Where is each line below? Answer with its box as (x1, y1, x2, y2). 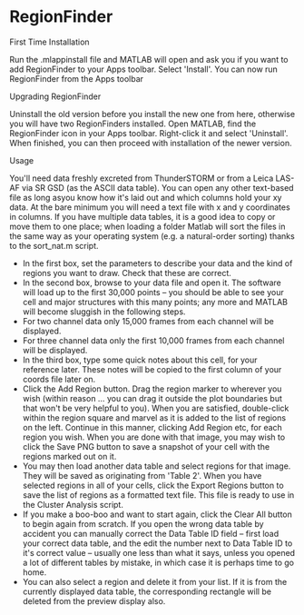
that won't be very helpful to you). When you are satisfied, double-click (22, 402, 289, 413)
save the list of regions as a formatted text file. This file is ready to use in (22, 489, 295, 501)
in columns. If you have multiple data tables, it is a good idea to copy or (9, 211, 276, 222)
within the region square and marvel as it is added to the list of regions (22, 412, 287, 423)
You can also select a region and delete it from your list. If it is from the (22, 576, 288, 587)
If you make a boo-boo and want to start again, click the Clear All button (22, 509, 293, 520)
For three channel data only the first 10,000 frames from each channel (22, 334, 285, 346)
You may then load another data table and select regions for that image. (22, 461, 291, 471)
